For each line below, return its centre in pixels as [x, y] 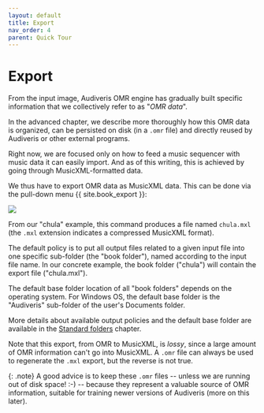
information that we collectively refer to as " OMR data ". [98, 106]
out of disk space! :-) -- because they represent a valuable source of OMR [129, 385]
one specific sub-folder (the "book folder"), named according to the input [127, 256]
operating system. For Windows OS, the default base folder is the [114, 297]
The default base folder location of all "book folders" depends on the [120, 288]
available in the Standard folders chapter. [75, 329]
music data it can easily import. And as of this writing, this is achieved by [126, 162]
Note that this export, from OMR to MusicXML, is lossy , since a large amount [132, 344]
